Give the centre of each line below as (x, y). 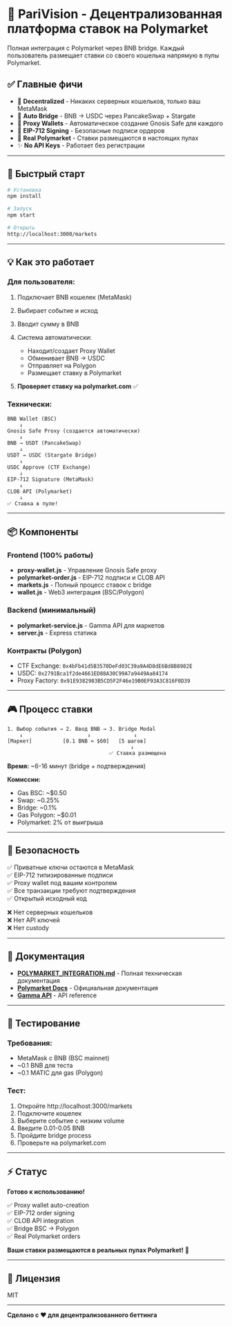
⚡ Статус (27, 1171)
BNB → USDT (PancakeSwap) (44, 443)
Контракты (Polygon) (45, 651)
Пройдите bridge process (54, 1135)
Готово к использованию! (46, 1192)
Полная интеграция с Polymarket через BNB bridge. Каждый (96, 48)
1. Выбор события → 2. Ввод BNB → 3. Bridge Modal (81, 729)
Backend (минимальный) (52, 610)
